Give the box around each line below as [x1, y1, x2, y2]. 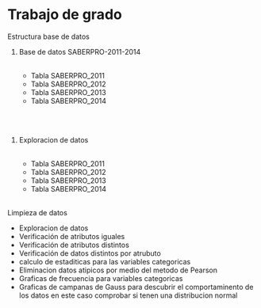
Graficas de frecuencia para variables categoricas [18, 273, 183, 283]
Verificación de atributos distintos [18, 240, 130, 249]
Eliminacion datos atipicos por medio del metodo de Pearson [18, 265, 218, 275]
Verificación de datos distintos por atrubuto [18, 248, 162, 258]
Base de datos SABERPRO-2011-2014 [18, 47, 141, 56]
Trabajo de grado [7, 6, 122, 24]
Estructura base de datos [7, 32, 90, 41]
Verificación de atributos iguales [18, 231, 125, 241]
